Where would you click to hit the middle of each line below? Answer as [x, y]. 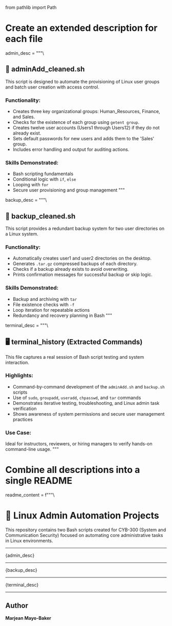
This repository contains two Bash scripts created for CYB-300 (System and [86, 530]
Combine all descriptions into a [73, 470]
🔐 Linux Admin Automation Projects [82, 516]
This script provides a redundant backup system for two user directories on [85, 229]
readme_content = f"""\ [30, 495]
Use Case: [18, 433]
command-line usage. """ [32, 449]
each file [24, 39]
